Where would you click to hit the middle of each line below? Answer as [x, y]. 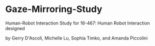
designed [15, 28]
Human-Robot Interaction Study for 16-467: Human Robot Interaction [78, 23]
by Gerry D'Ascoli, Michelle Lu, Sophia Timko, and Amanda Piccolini [76, 38]
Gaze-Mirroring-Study [54, 9]
